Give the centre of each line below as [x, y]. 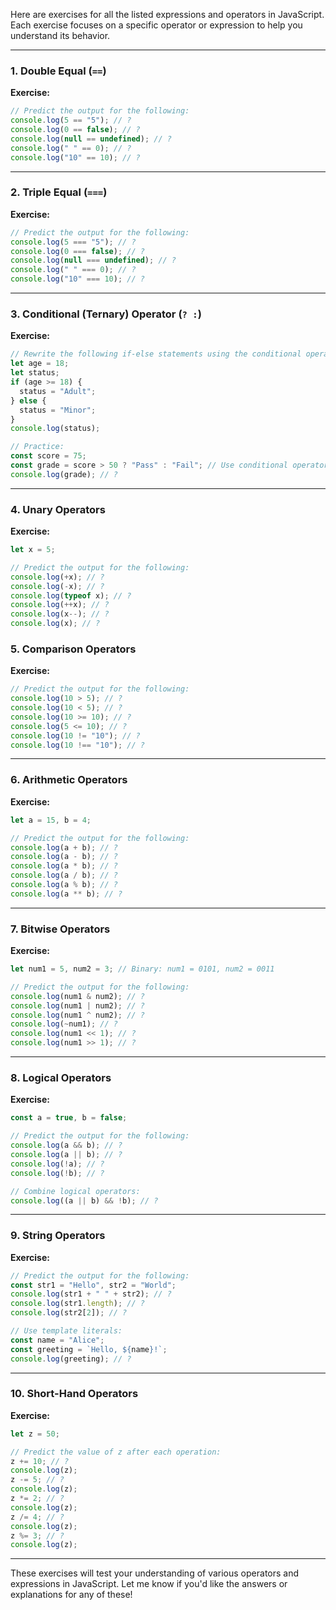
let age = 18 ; [40, 364]
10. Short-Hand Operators [74, 1394]
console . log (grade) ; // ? [64, 474]
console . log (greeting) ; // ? [71, 1359]
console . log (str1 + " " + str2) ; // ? [91, 1294]
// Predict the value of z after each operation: [116, 1452]
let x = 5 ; [33, 550]
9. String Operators [58, 1236]
